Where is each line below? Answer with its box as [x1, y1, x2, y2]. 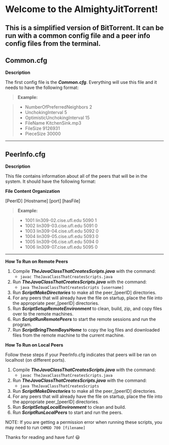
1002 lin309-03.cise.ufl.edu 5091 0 [25, 222, 98, 229]
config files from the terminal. [5, 39, 101, 48]
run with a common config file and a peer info [5, 31, 150, 40]
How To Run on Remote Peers [5, 259, 68, 265]
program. [12, 321, 32, 327]
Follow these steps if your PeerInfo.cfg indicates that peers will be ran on [5, 352, 157, 358]
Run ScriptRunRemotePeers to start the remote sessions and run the [12, 316, 156, 322]
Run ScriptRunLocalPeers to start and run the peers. [12, 409, 123, 415]
